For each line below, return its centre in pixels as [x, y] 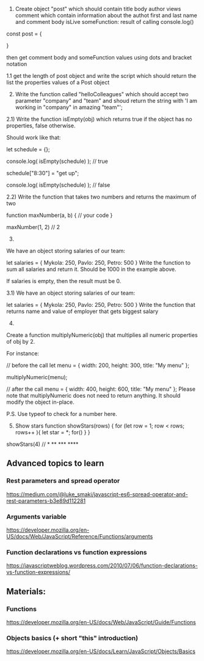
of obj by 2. [21, 342]
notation [17, 64]
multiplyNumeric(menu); [37, 377]
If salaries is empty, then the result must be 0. [64, 281]
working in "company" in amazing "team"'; [69, 107]
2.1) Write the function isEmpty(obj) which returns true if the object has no [99, 119]
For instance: [23, 353]
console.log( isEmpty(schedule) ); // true [57, 161]
